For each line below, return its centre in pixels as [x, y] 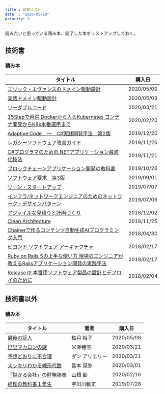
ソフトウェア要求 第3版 [36, 178]
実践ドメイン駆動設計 [32, 98]
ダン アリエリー [89, 356]
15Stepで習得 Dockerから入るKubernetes [56, 117]
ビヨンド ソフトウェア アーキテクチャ [51, 247]
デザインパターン [41, 204]
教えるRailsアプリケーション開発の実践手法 [57, 263]
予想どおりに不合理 [30, 356]
